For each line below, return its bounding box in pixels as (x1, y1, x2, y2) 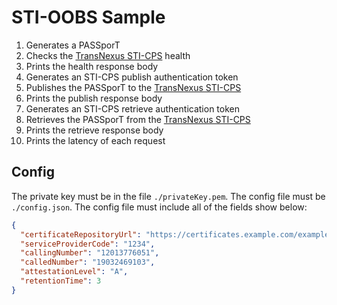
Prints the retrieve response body (25, 124, 164, 136)
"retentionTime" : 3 (20, 276, 102, 286)
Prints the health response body (25, 60, 159, 72)
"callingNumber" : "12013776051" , (20, 248, 160, 258)
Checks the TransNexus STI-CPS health (25, 49, 191, 61)
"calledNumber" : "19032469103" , (20, 257, 156, 268)
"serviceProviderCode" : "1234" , (20, 239, 156, 249)
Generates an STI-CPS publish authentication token (25, 71, 239, 83)
